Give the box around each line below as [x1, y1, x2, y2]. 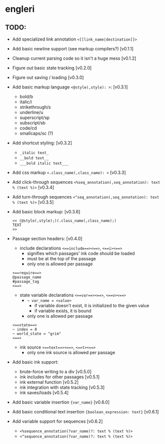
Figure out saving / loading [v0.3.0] [12, 75, 84, 80]
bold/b [19, 94, 34, 99]
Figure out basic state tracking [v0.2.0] [12, 65, 92, 71]
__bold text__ [19, 156, 49, 161]
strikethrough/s [19, 104, 51, 110]
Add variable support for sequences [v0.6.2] [12, 418, 103, 424]
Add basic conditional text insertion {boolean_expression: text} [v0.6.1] [12, 409, 159, 414]
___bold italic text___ [19, 161, 69, 166]
